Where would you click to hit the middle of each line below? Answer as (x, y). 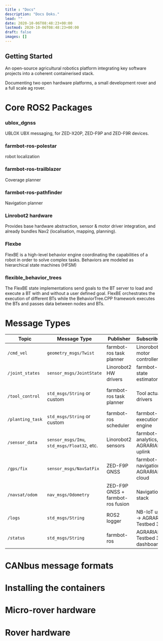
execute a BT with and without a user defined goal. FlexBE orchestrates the (80, 293)
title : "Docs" (20, 9)
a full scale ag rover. (25, 88)
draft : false (18, 32)
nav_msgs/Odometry (68, 495)
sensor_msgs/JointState (74, 373)
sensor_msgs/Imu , (66, 440)
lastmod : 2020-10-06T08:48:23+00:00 (42, 28)
